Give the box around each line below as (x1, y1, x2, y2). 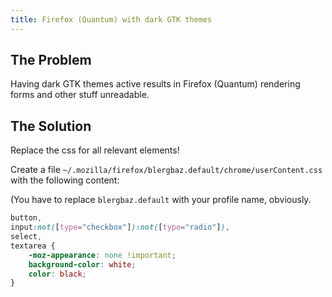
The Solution (10, 117, 92, 135)
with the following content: (10, 174, 120, 186)
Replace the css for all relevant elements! (10, 144, 180, 156)
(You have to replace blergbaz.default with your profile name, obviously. (10, 194, 312, 206)
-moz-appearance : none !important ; (28, 250, 177, 260)
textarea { (10, 241, 56, 251)
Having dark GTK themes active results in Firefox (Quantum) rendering (10, 78, 301, 90)
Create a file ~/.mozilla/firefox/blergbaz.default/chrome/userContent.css (10, 164, 323, 176)
